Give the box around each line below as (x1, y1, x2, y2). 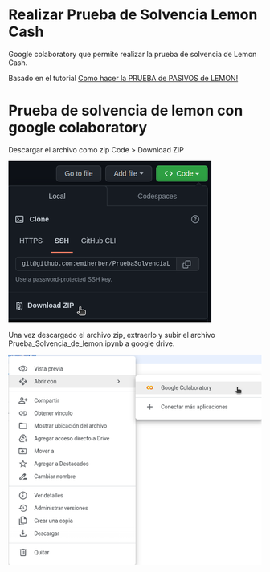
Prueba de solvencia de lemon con (8, 102, 243, 120)
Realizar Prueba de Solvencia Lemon (8, 6, 258, 24)
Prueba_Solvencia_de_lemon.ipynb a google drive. (8, 339, 175, 348)
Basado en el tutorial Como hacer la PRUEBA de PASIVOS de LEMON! (8, 73, 239, 83)
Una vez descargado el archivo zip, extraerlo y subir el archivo (8, 330, 215, 339)
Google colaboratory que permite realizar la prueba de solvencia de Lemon (8, 49, 257, 59)
